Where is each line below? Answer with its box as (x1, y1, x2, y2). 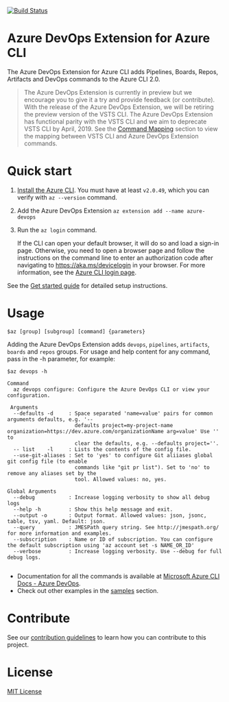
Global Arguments (7, 487, 57, 495)
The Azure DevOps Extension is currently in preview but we (23, 88, 193, 96)
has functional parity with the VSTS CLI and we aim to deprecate (23, 117, 207, 125)
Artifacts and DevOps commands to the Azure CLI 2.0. (7, 75, 160, 83)
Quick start (7, 163, 72, 179)
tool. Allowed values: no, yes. (74, 476, 167, 483)
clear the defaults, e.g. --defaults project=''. (74, 439, 219, 447)
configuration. (7, 391, 51, 399)
